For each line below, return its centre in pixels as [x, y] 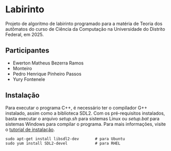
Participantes [27, 50]
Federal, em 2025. [25, 34]
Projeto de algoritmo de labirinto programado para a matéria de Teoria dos [84, 24]
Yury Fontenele [29, 79]
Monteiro [22, 68]
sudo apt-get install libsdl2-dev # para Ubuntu [65, 139]
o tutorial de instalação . [30, 130]
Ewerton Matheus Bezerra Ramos [48, 63]
